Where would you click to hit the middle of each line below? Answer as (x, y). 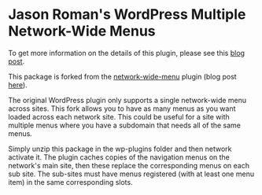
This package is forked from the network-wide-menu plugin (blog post (123, 76)
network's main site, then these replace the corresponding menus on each (129, 165)
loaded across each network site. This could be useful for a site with (119, 116)
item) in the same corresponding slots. (70, 182)
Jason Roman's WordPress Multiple (127, 15)
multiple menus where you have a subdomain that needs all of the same (125, 125)
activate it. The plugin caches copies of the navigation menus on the (119, 157)
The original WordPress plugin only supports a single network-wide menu (127, 100)
